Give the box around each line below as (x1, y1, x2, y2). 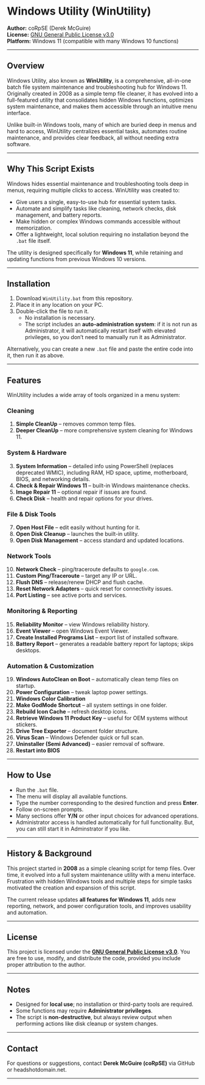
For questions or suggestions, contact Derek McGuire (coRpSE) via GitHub (7, 1059, 195, 1067)
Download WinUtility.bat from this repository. (15, 295, 133, 302)
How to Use (7, 770, 52, 781)
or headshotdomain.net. (7, 1066, 67, 1073)
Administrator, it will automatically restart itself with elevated (24, 327, 176, 334)
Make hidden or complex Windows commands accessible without (15, 217, 181, 225)
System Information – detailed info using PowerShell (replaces (15, 462, 174, 469)
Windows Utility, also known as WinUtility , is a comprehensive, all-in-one (7, 77, 191, 84)
